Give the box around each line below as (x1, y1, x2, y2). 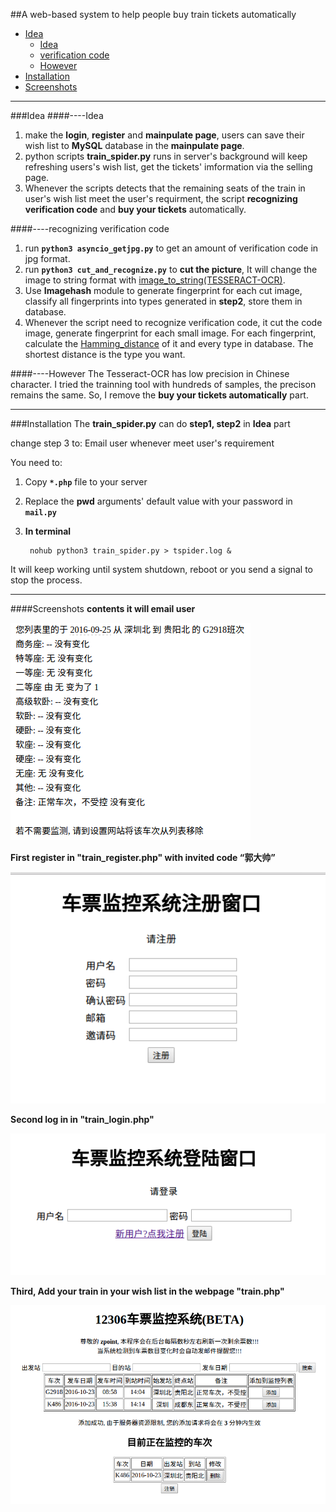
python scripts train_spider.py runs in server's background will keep (24, 150, 308, 162)
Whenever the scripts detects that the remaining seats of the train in (24, 182, 306, 194)
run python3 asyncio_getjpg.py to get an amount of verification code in (24, 242, 319, 254)
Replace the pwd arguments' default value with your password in (24, 495, 293, 507)
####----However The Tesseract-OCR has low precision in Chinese (10, 368, 290, 379)
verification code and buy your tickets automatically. (24, 204, 247, 215)
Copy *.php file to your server (24, 476, 148, 488)
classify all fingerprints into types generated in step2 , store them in (24, 295, 303, 307)
